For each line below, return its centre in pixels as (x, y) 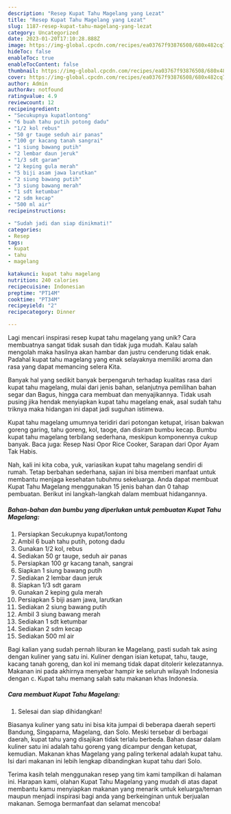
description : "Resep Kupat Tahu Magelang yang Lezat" (86, 13)
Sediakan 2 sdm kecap (50, 628)
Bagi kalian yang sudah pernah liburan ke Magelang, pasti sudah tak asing (113, 649)
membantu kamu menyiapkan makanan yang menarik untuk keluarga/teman (115, 789)
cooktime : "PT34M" (34, 299)
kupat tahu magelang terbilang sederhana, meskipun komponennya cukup (113, 437)
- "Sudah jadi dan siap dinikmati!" (60, 223)
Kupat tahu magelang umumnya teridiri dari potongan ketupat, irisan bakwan (116, 422)
